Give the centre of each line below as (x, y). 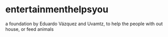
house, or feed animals (30, 29)
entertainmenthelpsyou (57, 10)
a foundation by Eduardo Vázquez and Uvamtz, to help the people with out (84, 24)
